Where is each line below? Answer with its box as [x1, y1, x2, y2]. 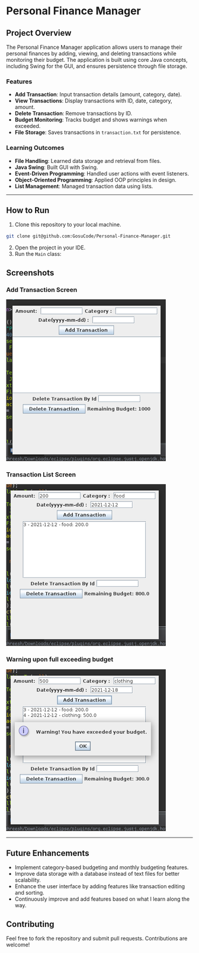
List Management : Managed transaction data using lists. [14, 183, 153, 190]
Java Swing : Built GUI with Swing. [14, 164, 98, 171]
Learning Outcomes [6, 144, 65, 152]
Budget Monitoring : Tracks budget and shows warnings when [14, 116, 168, 123]
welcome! [6, 941, 30, 948]
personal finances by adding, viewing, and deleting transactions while [6, 50, 176, 57]
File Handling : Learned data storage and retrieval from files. [14, 157, 162, 164]
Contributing [6, 919, 54, 929]
